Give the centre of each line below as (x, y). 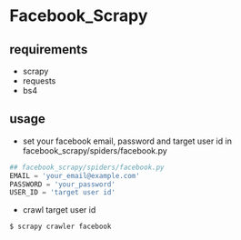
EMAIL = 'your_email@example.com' (75, 175)
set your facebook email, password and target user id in (127, 141)
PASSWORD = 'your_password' (63, 184)
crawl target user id (59, 210)
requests (39, 81)
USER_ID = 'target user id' (63, 193)
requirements (49, 50)
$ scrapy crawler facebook (60, 227)
